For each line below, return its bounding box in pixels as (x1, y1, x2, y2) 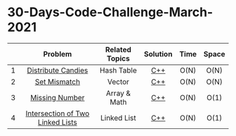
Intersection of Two (25, 109, 90, 118)
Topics (106, 54, 130, 63)
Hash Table (99, 65, 137, 75)
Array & (105, 88, 131, 98)
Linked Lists (37, 117, 77, 127)
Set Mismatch (34, 77, 81, 87)
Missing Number (30, 92, 85, 102)
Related (105, 44, 132, 54)
